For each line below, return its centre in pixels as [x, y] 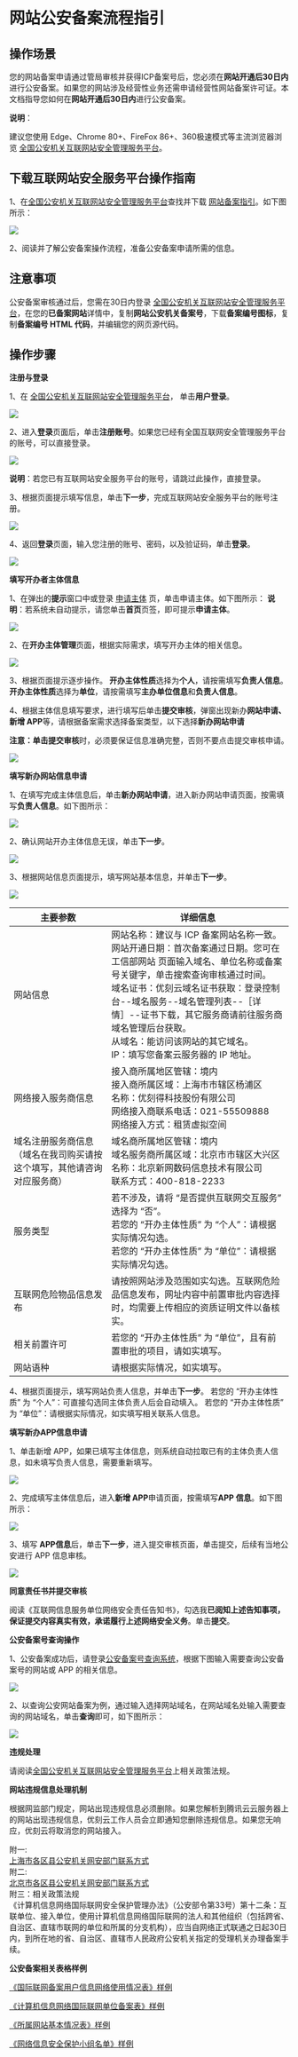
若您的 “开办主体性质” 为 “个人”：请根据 [194, 1224]
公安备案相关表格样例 [48, 1968]
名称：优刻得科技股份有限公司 [174, 1098]
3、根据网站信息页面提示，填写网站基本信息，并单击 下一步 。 [121, 877]
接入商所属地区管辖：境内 [165, 1072]
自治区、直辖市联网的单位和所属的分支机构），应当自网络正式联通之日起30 [144, 1927]
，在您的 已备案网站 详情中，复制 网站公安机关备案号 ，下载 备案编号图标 [145, 313]
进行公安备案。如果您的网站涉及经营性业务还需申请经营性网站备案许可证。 [145, 88]
